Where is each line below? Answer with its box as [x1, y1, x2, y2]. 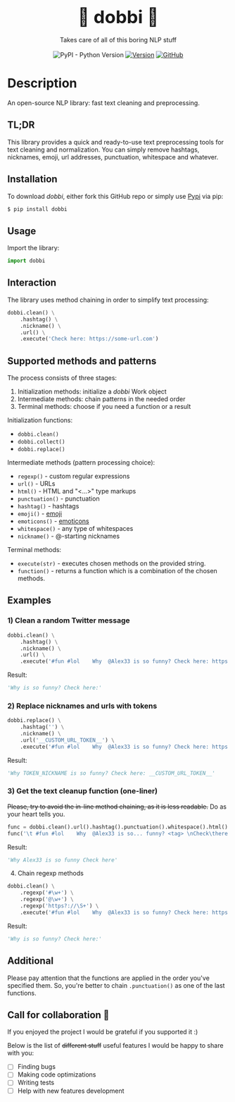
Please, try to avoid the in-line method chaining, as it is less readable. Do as [7, 802, 227, 811]
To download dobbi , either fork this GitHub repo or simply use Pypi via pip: [7, 192, 224, 200]
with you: [7, 1049, 34, 1058]
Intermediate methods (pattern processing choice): [7, 458, 155, 467]
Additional [7, 955, 54, 967]
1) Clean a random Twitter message [7, 616, 130, 625]
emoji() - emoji [17, 510, 62, 518]
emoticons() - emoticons [17, 517, 89, 525]
